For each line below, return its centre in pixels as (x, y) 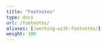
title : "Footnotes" (31, 12)
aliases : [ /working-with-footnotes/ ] (54, 28)
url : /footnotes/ (28, 23)
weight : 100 (21, 34)
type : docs (20, 17)
